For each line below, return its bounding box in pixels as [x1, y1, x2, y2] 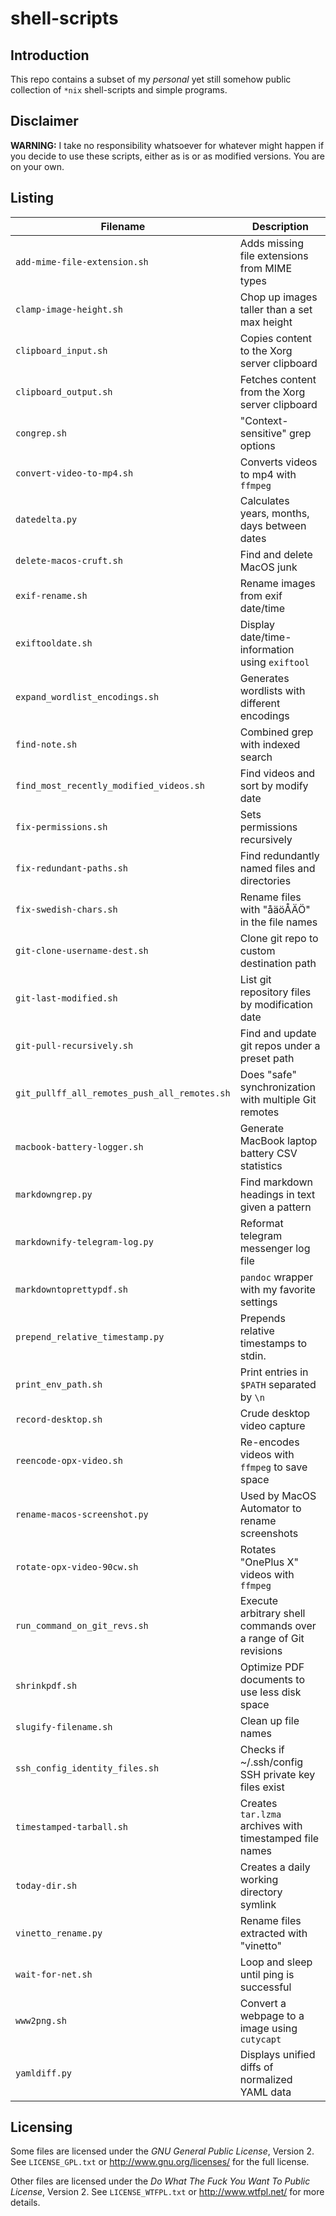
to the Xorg [239, 343, 293, 357]
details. [10, 2197, 41, 2209]
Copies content [239, 331, 313, 345]
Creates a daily [239, 1860, 311, 1874]
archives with [239, 1818, 303, 1832]
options [239, 438, 276, 452]
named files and [239, 861, 316, 875]
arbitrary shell [239, 1606, 306, 1620]
